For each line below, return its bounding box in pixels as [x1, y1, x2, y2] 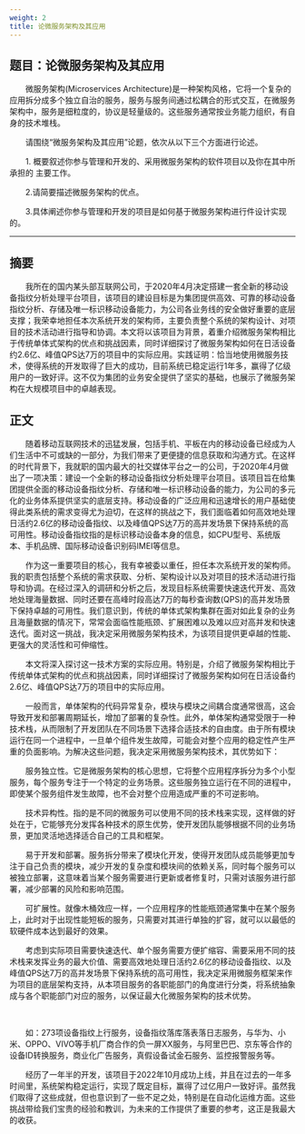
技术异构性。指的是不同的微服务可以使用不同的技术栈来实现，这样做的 [25, 807, 288, 818]
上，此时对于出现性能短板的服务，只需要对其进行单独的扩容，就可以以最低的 [9, 914, 296, 925]
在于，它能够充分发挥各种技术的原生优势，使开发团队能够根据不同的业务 [16, 819, 288, 830]
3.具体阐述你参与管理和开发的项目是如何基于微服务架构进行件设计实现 [25, 206, 288, 217]
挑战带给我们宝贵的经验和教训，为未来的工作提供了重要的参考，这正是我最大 [9, 1103, 296, 1114]
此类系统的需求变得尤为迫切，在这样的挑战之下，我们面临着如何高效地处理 [16, 506, 296, 517]
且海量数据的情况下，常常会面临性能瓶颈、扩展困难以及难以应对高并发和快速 [9, 616, 296, 627]
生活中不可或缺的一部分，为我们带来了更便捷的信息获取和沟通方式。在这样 [16, 449, 296, 460]
